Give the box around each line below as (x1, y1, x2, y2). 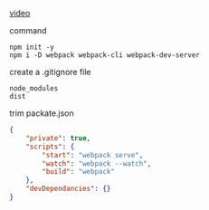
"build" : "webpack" (42, 167, 116, 177)
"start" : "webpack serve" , (42, 150, 144, 159)
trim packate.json (9, 108, 74, 119)
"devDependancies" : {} (25, 185, 111, 194)
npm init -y (9, 43, 54, 52)
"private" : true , (25, 133, 91, 143)
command (9, 25, 47, 35)
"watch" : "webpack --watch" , (42, 158, 152, 168)
